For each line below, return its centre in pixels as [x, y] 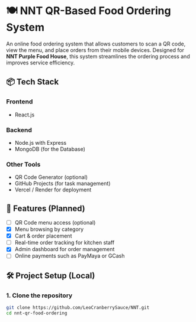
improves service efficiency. [41, 63]
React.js [25, 115]
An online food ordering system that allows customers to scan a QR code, [96, 44]
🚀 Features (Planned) [46, 208]
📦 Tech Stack [33, 82]
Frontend [20, 102]
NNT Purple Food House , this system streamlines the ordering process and [98, 56]
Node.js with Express [41, 142]
